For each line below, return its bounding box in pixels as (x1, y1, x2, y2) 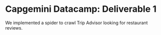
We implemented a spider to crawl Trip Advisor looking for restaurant (5, 20, 148, 26)
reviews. (5, 25, 23, 31)
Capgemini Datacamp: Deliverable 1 (5, 3, 157, 15)
